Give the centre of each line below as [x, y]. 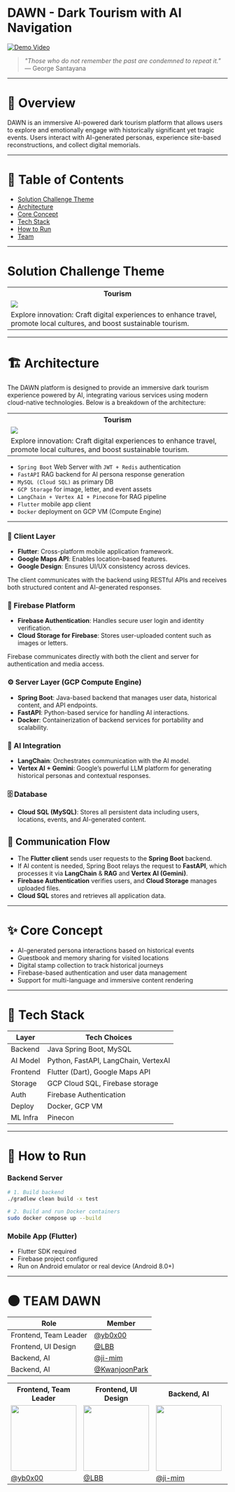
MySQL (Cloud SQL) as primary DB [65, 481]
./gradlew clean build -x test [53, 1199]
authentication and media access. [56, 664]
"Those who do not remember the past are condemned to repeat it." [123, 60]
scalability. [33, 727]
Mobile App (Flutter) [42, 1236]
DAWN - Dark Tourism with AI [94, 13]
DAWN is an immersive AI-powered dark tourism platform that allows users [115, 122]
